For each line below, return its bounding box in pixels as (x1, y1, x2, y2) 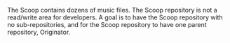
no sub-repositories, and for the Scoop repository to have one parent (7, 21, 207, 28)
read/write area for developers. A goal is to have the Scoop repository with (7, 13, 223, 21)
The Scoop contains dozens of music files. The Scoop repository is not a (7, 6, 217, 14)
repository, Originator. (7, 28, 71, 36)
